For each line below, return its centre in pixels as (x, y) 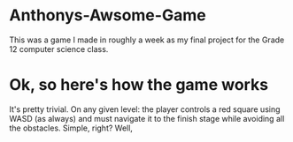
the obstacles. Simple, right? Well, (71, 128)
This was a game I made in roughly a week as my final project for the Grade (147, 40)
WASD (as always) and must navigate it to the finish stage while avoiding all (147, 118)
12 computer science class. (59, 49)
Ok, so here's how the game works (139, 85)
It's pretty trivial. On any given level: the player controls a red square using (145, 109)
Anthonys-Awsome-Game (108, 15)
